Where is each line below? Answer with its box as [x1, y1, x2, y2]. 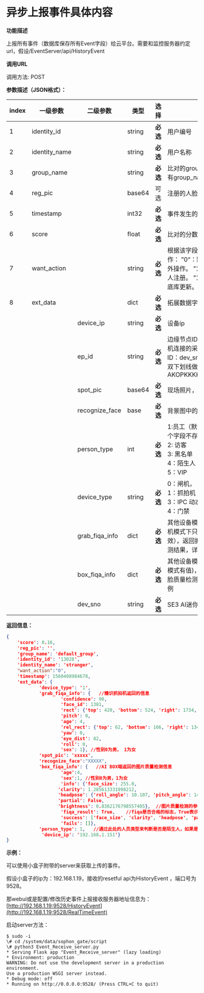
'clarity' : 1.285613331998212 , [58, 786, 137, 792]
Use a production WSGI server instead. [6, 971, 107, 977]
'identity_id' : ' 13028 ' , [17, 656, 80, 663]
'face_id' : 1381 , [60, 702, 104, 708]
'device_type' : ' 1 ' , [38, 685, 91, 691]
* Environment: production [6, 955, 75, 961]
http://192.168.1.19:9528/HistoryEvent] [8, 902, 103, 910]
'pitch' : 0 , [60, 713, 91, 719]
